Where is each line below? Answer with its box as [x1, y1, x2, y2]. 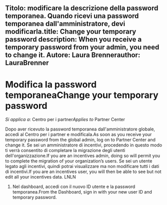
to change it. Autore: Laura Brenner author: [5, 51, 140, 59]
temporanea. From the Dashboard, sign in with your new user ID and [12, 189, 152, 195]
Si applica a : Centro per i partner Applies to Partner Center [5, 116, 125, 122]
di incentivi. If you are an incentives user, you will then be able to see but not [5, 168, 161, 174]
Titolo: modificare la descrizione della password [5, 4, 158, 12]
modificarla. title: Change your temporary [5, 27, 136, 36]
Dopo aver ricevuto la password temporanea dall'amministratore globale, [5, 126, 155, 132]
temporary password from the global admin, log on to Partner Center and [5, 137, 156, 143]
